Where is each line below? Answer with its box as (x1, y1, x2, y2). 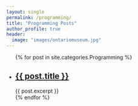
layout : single (6, 8, 45, 15)
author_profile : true (6, 25, 61, 32)
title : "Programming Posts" (6, 20, 77, 26)
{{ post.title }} (15, 71, 70, 82)
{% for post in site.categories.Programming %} (15, 54, 133, 61)
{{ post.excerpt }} (15, 87, 59, 94)
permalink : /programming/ (6, 15, 71, 21)
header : (6, 31, 26, 38)
